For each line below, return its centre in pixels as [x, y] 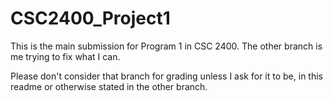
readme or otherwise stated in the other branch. [109, 86]
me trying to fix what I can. [65, 56]
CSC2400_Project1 [90, 18]
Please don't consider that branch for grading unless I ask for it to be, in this [166, 76]
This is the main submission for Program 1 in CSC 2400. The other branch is [166, 46]
